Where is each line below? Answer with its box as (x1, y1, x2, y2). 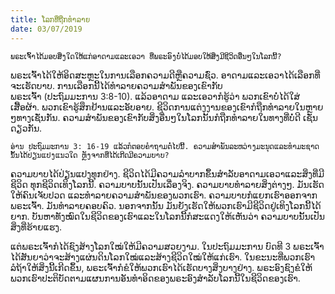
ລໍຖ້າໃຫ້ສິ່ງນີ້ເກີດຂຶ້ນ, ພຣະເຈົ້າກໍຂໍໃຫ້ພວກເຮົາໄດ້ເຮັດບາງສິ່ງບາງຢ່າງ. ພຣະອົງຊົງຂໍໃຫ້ (10, 261, 313, 273)
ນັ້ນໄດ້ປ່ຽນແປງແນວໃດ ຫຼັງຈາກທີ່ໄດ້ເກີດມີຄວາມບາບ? (10, 150, 170, 160)
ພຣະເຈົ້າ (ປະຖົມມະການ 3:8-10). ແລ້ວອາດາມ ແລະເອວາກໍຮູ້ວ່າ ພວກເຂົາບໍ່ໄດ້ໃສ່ (10, 90, 301, 102)
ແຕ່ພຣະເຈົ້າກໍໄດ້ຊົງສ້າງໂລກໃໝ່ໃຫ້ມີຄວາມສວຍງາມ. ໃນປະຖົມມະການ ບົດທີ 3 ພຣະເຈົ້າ (10, 240, 325, 252)
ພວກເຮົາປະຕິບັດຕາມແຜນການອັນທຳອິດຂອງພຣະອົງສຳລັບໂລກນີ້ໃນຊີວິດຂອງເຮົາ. (10, 272, 301, 284)
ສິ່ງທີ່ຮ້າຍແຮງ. (10, 221, 63, 233)
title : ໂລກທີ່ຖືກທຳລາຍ (10, 14, 91, 25)
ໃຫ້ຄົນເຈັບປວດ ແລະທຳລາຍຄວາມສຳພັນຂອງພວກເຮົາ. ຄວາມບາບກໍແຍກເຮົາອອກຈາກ (10, 189, 318, 201)
